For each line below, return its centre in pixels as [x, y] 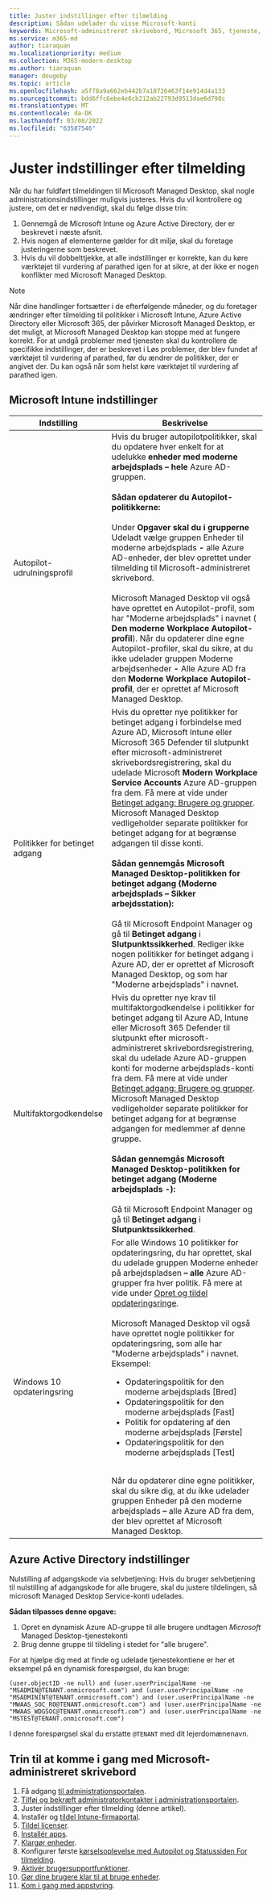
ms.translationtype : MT [49, 106]
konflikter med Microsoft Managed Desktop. [94, 274]
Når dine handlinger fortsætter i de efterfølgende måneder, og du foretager [133, 306]
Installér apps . [44, 1834]
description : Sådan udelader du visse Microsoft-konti [103, 23]
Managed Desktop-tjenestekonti [74, 1636]
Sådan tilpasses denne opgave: [63, 1612]
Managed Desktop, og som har [170, 974]
